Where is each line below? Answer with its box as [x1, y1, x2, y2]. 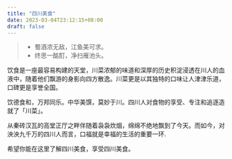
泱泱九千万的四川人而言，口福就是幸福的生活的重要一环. [7, 130, 167, 138]
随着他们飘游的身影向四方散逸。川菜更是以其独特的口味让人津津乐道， [25, 75, 225, 83]
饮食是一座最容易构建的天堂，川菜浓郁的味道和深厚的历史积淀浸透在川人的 [7, 66, 219, 75]
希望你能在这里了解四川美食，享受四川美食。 [7, 144, 135, 153]
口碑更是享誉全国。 [7, 84, 62, 92]
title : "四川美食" [7, 10, 57, 17]
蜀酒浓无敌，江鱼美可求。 [34, 43, 108, 51]
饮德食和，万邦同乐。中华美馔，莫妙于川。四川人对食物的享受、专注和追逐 [7, 98, 219, 106]
